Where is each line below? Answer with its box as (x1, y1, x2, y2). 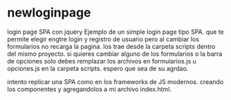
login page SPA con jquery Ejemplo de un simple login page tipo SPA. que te (7, 28, 224, 36)
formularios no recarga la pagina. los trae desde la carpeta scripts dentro (7, 42, 216, 50)
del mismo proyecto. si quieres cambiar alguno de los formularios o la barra (7, 50, 223, 58)
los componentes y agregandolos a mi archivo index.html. (7, 85, 172, 93)
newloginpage (7, 5, 91, 21)
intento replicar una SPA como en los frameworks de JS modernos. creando (7, 77, 223, 86)
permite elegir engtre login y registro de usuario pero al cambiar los (7, 34, 199, 43)
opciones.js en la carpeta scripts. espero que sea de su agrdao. (7, 64, 189, 72)
